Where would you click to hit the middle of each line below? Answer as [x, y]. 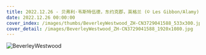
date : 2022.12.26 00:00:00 [41, 18]
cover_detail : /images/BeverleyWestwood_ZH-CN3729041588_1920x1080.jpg [100, 29]
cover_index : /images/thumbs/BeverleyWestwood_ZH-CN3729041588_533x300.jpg [105, 23]
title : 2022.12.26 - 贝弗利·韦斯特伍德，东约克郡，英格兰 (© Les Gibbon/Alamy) [103, 12]
